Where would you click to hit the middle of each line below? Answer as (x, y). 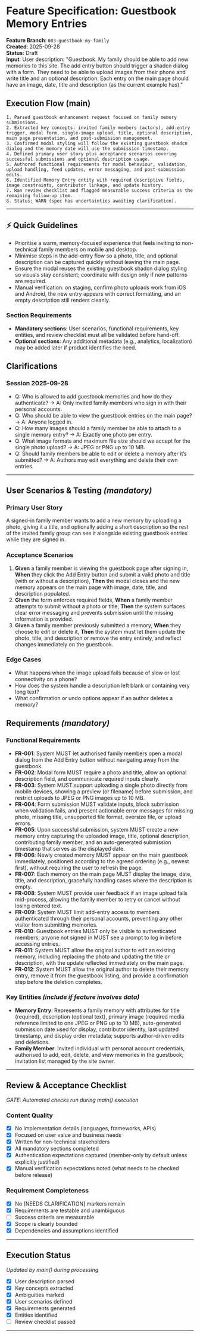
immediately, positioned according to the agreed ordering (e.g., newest (102, 861)
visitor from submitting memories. (56, 925)
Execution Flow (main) (49, 104)
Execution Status (39, 1255)
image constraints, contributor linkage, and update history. (85, 185)
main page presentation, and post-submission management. (79, 138)
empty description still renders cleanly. (62, 300)
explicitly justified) (37, 1162)
